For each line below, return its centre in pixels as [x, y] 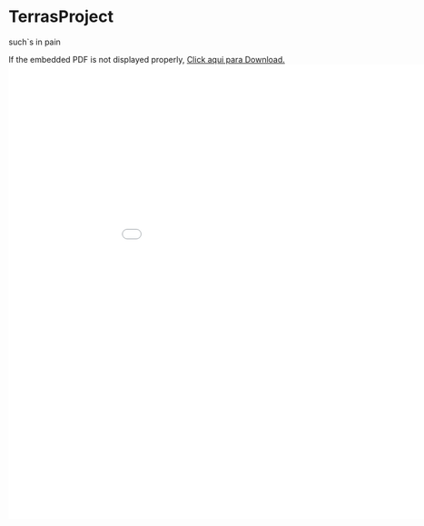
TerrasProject [61, 17]
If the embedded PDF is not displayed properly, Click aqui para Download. [147, 59]
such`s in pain [35, 42]
